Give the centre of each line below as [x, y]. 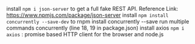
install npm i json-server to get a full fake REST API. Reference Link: [92, 9]
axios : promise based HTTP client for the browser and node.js [85, 34]
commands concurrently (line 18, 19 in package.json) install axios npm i [95, 28]
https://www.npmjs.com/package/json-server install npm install [87, 15]
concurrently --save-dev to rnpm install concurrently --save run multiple [98, 21]
